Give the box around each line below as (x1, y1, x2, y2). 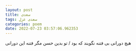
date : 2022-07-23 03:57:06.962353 (5, 26, 79, 31)
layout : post (5, 7, 33, 13)
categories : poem (5, 21, 42, 27)
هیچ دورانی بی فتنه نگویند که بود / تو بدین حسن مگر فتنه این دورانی (5, 40, 131, 46)
